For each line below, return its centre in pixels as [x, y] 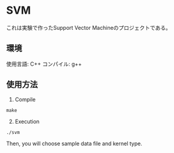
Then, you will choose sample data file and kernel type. [74, 143]
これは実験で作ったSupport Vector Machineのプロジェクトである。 [89, 27]
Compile [25, 99]
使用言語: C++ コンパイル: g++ [44, 64]
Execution [27, 121]
